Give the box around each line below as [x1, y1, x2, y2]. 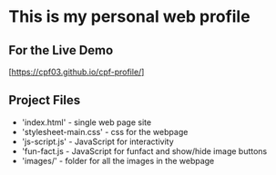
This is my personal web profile [8, 6, 251, 27]
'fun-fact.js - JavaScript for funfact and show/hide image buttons [21, 145, 268, 156]
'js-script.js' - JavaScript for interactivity [21, 136, 174, 147]
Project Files [8, 92, 81, 108]
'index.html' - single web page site [21, 116, 152, 128]
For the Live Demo [8, 43, 114, 58]
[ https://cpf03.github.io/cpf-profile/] [8, 66, 145, 77]
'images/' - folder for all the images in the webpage [21, 155, 215, 166]
